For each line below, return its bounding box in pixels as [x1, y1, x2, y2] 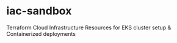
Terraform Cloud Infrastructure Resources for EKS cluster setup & [6, 24, 172, 31]
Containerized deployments [6, 30, 76, 37]
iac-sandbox [6, 4, 72, 18]
